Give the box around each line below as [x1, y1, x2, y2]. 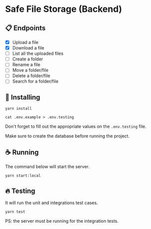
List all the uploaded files [12, 50, 63, 56]
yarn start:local [5, 173, 41, 179]
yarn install [5, 106, 32, 111]
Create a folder [12, 56, 44, 62]
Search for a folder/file [12, 78, 58, 85]
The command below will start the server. [5, 164, 90, 170]
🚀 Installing [5, 93, 41, 101]
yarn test [5, 209, 26, 214]
